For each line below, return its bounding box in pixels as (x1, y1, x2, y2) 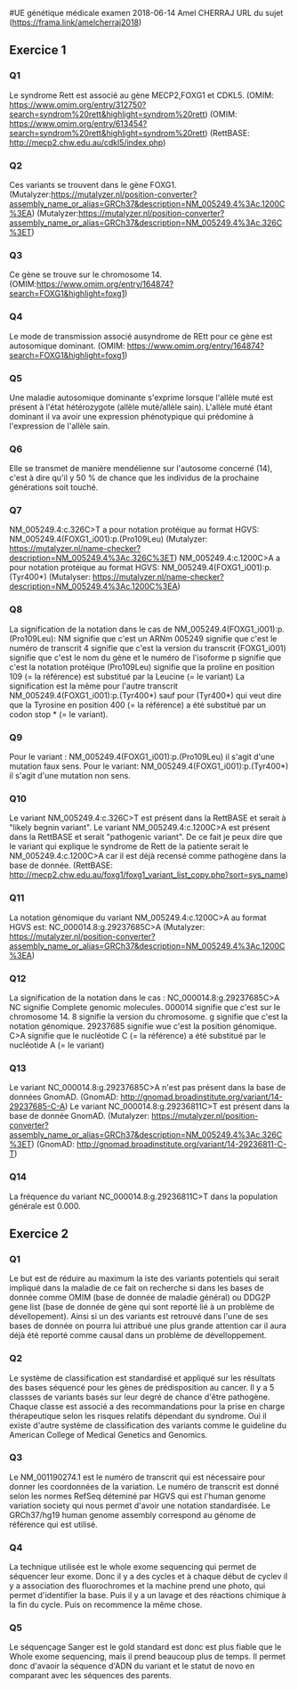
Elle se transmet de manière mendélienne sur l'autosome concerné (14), (9, 463, 273, 474)
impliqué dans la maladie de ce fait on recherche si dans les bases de (9, 1283, 264, 1293)
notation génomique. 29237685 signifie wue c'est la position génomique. (9, 1020, 278, 1032)
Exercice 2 (9, 1226, 69, 1241)
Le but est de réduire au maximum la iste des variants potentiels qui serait (9, 1273, 280, 1284)
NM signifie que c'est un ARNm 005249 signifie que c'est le (57, 632, 278, 644)
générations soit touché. (9, 482, 99, 493)
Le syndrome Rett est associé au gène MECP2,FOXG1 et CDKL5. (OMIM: (9, 89, 274, 101)
